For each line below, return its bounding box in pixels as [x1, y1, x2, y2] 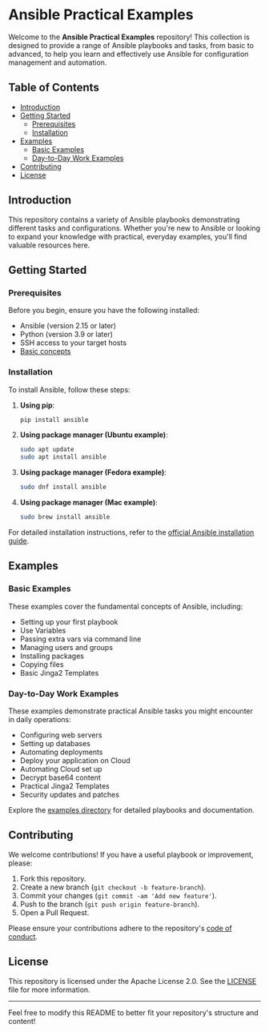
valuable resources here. [8, 240, 90, 250]
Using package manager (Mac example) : [19, 498, 158, 508]
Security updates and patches [19, 789, 120, 799]
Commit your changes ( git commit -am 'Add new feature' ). [19, 890, 218, 900]
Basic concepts [19, 347, 71, 356]
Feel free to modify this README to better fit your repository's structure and [8, 1007, 259, 1018]
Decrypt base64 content [19, 773, 102, 782]
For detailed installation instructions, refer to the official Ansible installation [8, 527, 255, 537]
